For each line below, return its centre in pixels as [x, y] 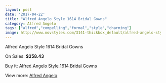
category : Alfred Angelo [31, 23]
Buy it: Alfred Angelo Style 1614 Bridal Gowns [51, 66]
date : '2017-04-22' [25, 14]
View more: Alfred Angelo [31, 75]
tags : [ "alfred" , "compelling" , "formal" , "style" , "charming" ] [68, 28]
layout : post [19, 10]
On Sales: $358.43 [25, 56]
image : [12, 33]
